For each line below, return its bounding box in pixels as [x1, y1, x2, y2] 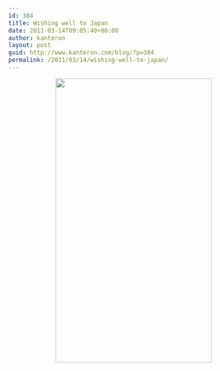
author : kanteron [8, 33, 66, 42]
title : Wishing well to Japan [8, 19, 109, 27]
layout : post [8, 41, 52, 49]
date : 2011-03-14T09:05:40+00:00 [8, 26, 119, 34]
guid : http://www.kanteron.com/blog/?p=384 [8, 49, 155, 57]
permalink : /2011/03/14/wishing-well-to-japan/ [8, 57, 169, 64]
